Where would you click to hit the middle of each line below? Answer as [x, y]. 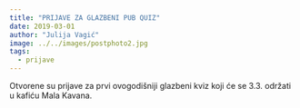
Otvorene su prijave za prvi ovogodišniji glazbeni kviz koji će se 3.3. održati [150, 86]
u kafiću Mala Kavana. [51, 95]
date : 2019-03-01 [42, 26]
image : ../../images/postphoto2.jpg [79, 43]
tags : [20, 52]
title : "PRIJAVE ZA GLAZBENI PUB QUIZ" [85, 18]
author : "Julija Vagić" [55, 34]
